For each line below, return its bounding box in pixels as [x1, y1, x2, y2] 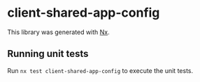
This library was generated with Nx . [7, 28, 110, 36]
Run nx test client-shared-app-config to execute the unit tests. [7, 66, 194, 74]
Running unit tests [7, 48, 89, 60]
